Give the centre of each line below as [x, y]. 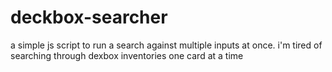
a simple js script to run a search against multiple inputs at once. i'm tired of [166, 45]
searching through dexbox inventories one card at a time [127, 55]
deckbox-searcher [89, 17]
